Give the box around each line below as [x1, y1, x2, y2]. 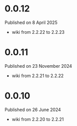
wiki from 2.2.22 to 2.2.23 [11, 29, 65, 35]
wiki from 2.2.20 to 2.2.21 [11, 116, 64, 122]
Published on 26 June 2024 [4, 107, 61, 113]
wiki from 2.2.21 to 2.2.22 [11, 73, 64, 79]
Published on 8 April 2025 [4, 19, 58, 25]
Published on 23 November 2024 [4, 63, 73, 69]
